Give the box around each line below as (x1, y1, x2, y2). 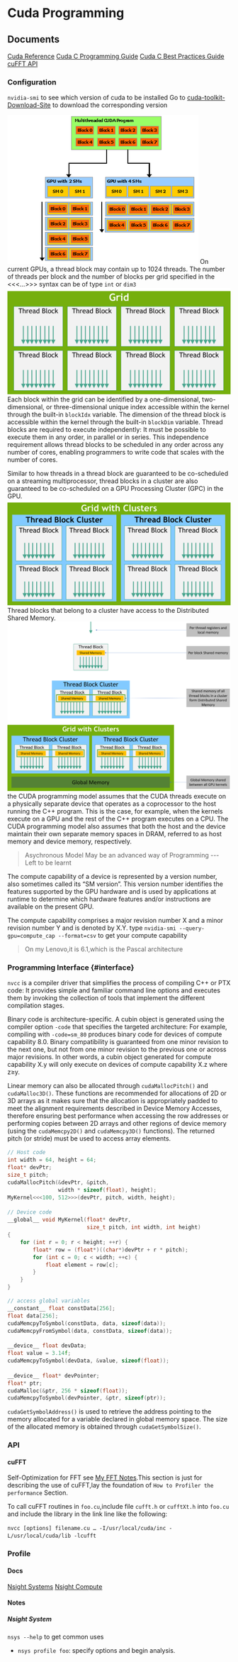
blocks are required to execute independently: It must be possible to (7, 425, 207, 433)
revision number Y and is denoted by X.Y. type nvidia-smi (7, 924, 176, 932)
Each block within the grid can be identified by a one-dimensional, (7, 395, 200, 404)
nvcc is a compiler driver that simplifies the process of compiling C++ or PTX (7, 979, 231, 987)
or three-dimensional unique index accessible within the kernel (45, 402, 229, 411)
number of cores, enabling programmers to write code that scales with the (7, 448, 225, 456)
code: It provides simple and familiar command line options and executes (7, 986, 221, 995)
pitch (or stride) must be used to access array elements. (7, 1134, 171, 1143)
